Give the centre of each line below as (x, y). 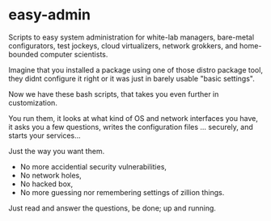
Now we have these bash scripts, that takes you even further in (114, 94)
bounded (23, 54)
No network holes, (51, 175)
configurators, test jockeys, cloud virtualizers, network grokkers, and (123, 45)
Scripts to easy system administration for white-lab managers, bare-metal (131, 37)
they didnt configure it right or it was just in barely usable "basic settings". (131, 78)
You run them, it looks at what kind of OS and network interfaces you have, (133, 118)
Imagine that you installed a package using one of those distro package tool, (135, 69)
